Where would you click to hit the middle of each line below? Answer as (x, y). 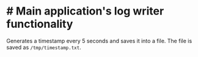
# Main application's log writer (85, 11)
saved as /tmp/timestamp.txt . (44, 47)
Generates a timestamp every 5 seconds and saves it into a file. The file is (99, 41)
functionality (40, 24)
